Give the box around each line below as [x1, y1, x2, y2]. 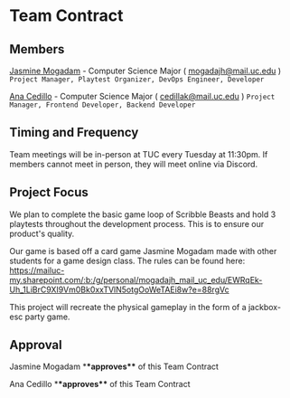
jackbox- [248, 301, 282, 312]
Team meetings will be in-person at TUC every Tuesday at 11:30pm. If [9, 148, 268, 159]
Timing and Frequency [9, 125, 139, 140]
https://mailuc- [9, 264, 65, 276]
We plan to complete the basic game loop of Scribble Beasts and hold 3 [9, 209, 276, 220]
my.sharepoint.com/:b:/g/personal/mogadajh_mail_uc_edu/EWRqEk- [9, 274, 263, 285]
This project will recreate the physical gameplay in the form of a [9, 301, 247, 312]
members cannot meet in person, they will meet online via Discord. [9, 158, 258, 169]
